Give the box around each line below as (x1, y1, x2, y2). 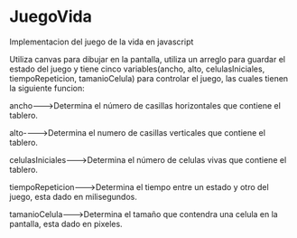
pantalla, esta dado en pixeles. (9, 218, 124, 229)
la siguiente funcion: (9, 82, 86, 93)
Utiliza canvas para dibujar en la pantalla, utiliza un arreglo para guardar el (9, 53, 286, 64)
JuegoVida (9, 6, 93, 27)
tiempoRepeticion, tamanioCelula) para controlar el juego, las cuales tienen (9, 72, 289, 83)
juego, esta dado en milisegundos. (9, 191, 138, 202)
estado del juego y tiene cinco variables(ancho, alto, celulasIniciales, (9, 63, 265, 74)
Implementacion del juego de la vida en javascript (9, 36, 194, 47)
